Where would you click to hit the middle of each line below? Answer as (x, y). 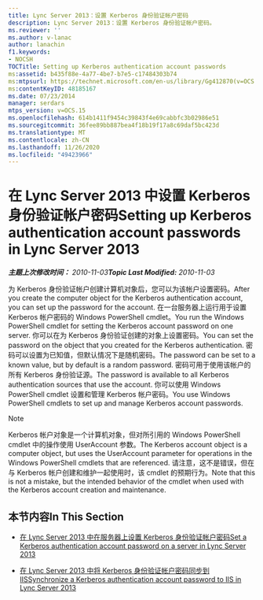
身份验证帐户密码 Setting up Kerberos (130, 215)
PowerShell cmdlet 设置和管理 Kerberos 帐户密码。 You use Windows (119, 394)
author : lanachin (37, 45)
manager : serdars (37, 103)
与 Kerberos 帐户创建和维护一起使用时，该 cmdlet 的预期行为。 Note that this (132, 472)
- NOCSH (21, 60)
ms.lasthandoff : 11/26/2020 (54, 147)
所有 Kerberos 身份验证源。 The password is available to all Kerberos (119, 375)
